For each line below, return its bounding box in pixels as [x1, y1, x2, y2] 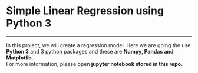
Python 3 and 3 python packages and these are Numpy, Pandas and [6, 48, 174, 55]
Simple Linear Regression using [6, 4, 164, 18]
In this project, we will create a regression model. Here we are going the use [6, 41, 191, 48]
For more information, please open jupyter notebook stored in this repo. [6, 60, 183, 67]
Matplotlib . [6, 54, 34, 61]
